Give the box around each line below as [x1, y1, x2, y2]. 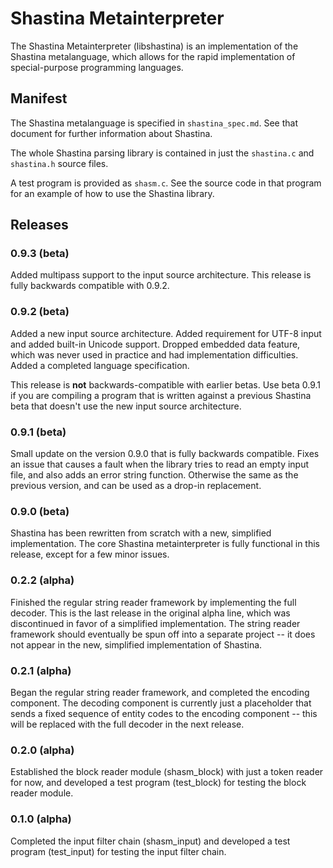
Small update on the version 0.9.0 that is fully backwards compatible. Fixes [10, 448, 320, 460]
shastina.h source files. [10, 157, 109, 169]
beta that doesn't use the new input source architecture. [10, 400, 242, 412]
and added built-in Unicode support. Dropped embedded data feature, [10, 338, 301, 350]
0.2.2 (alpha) [10, 573, 75, 587]
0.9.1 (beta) [10, 425, 67, 439]
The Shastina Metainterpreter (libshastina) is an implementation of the [10, 40, 299, 52]
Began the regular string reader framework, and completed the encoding [10, 686, 310, 698]
